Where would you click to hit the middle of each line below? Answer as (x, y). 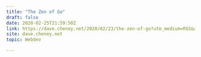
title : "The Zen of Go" (36, 12)
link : (13, 28)
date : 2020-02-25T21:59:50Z (41, 23)
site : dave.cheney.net (34, 34)
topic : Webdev (24, 40)
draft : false (22, 17)
